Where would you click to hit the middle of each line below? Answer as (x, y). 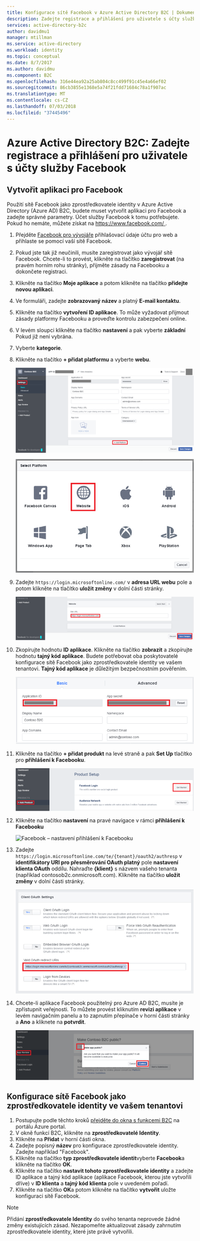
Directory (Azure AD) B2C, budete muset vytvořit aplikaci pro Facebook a (96, 210)
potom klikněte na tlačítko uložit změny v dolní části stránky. (89, 588)
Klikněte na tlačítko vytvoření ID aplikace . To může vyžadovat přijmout (102, 312)
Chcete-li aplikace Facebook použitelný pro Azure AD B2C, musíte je (99, 1003)
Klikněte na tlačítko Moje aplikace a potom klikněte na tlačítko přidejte (101, 283)
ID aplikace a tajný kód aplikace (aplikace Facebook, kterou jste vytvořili (103, 1177)
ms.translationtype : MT (36, 94)
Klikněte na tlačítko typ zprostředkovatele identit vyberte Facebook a (100, 1158)
